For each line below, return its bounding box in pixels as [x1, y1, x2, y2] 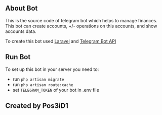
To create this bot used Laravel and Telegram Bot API [5, 38, 116, 44]
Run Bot [5, 53, 31, 61]
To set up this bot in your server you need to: [5, 66, 99, 72]
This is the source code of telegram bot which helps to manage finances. [5, 17, 158, 23]
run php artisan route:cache [12, 81, 73, 88]
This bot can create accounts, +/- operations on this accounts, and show [5, 23, 157, 29]
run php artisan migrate [12, 76, 64, 82]
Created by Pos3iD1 [5, 101, 68, 110]
